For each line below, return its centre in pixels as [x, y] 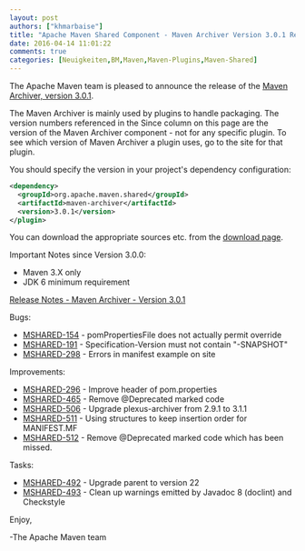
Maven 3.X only [52, 273]
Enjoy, [21, 520]
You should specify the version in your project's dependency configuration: [151, 170]
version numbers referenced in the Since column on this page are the [139, 123]
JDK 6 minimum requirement [76, 282]
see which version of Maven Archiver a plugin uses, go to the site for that [146, 142]
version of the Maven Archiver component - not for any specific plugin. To [148, 132]
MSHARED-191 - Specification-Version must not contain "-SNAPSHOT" [155, 345]
